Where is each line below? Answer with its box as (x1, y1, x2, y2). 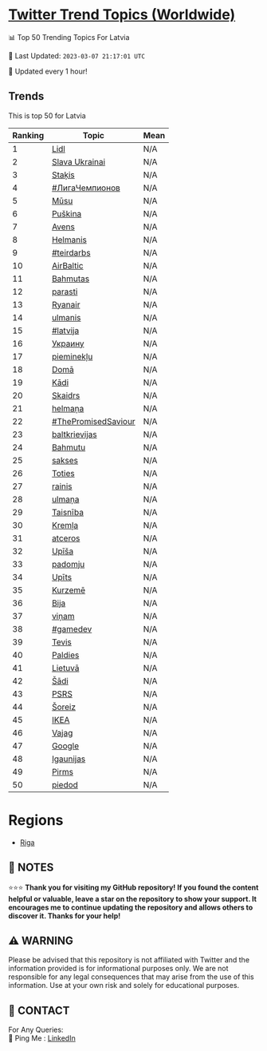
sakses (51, 454, 78, 466)
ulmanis (51, 311, 81, 323)
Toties (51, 467, 75, 478)
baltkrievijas (51, 429, 97, 440)
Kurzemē (51, 585, 86, 596)
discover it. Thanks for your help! (8, 910, 121, 920)
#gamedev (51, 623, 92, 634)
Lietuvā (51, 662, 80, 673)
